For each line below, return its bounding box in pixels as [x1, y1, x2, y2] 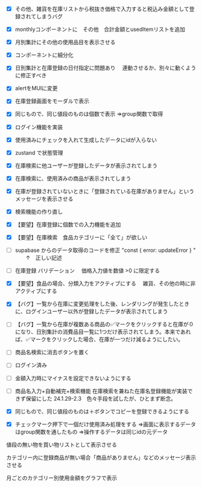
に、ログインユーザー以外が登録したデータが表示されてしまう [14, 308, 168, 315]
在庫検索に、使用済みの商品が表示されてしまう [14, 175, 131, 182]
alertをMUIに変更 [14, 85, 58, 92]
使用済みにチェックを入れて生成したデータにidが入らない [14, 136, 157, 143]
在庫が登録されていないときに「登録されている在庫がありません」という [14, 187, 195, 195]
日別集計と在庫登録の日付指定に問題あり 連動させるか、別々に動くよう [14, 64, 197, 71]
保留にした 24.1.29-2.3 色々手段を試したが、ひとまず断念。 [25, 395, 177, 402]
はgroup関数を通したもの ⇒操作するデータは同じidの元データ [14, 428, 168, 435]
